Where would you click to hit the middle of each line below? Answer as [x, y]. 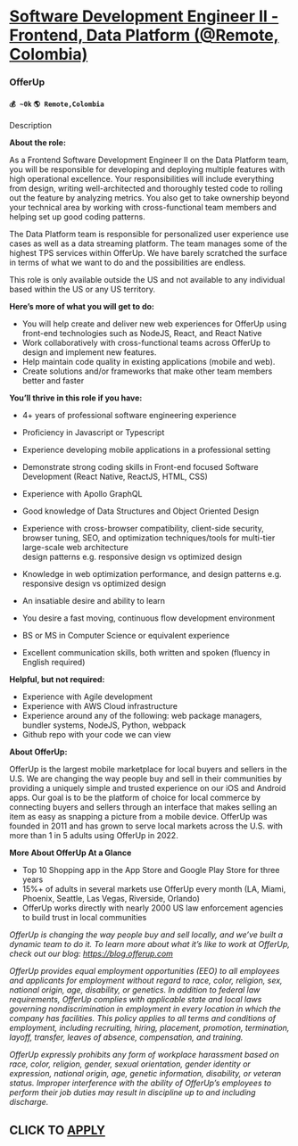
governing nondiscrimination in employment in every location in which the [145, 1009]
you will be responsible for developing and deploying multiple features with [147, 169]
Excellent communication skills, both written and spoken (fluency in [146, 653]
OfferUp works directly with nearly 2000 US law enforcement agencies [153, 908]
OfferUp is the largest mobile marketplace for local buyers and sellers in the [148, 770]
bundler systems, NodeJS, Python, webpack [104, 725]
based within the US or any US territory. [83, 289]
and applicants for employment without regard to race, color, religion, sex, [146, 981]
